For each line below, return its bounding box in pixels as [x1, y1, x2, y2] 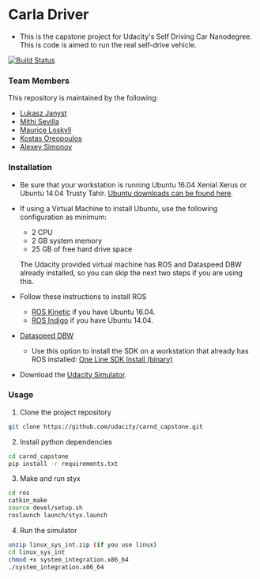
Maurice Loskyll [19, 125, 72, 135]
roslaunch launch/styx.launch [8, 512, 108, 520]
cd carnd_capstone [8, 452, 69, 460]
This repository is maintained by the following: [8, 93, 159, 103]
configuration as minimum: [19, 212, 107, 221]
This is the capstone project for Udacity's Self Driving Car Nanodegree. [19, 32, 253, 41]
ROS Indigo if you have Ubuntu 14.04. [31, 315, 154, 325]
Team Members [8, 75, 70, 86]
